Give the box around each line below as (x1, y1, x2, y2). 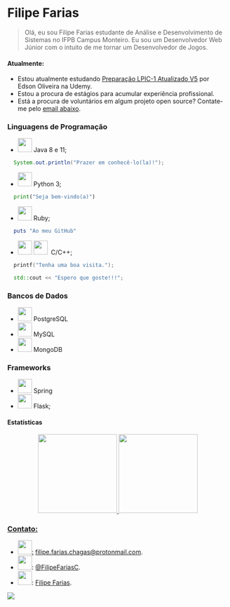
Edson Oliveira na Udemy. (17, 82, 93, 90)
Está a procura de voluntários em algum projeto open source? (17, 97, 196, 106)
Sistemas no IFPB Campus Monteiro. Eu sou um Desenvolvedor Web (24, 35, 222, 43)
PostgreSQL (33, 315, 69, 323)
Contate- (197, 97, 223, 106)
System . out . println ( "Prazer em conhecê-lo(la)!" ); (13, 159, 165, 166)
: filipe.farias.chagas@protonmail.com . (31, 547, 144, 556)
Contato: (7, 524, 39, 533)
